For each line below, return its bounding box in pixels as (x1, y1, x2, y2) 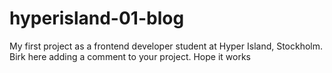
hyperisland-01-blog (9, 7, 185, 30)
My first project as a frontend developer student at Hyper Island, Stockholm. (9, 40, 324, 52)
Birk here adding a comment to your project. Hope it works (9, 50, 251, 62)
